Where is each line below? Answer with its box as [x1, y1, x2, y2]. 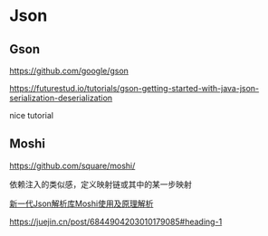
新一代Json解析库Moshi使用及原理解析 [9, 198, 154, 209]
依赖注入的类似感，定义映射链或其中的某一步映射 [9, 178, 192, 190]
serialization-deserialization [9, 92, 113, 103]
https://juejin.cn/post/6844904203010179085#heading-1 [9, 216, 223, 227]
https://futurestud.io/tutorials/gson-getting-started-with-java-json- [9, 83, 260, 93]
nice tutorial [9, 110, 54, 120]
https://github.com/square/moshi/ [9, 160, 136, 171]
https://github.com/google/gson [9, 65, 129, 76]
